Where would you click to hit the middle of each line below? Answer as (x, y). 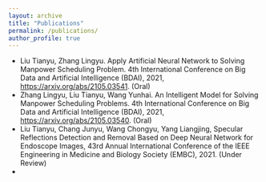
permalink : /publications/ (53, 30)
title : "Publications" (46, 23)
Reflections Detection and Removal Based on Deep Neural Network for (137, 138)
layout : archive (35, 16)
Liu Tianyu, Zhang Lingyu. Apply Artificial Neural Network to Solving (132, 61)
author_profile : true (44, 38)
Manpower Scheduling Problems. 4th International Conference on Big (135, 103)
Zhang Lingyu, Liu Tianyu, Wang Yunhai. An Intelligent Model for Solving (139, 95)
